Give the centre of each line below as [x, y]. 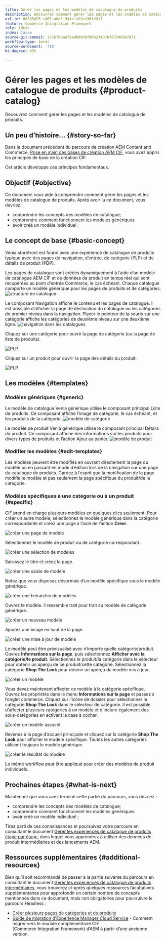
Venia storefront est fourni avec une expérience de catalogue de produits [80, 252]
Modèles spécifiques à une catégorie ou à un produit [70, 496]
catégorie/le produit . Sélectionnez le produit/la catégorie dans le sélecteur [82, 659]
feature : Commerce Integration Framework [48, 23]
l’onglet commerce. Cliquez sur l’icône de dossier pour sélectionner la [76, 699]
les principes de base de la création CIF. [46, 158]
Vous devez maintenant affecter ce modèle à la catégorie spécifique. [75, 689]
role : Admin [17, 28]
